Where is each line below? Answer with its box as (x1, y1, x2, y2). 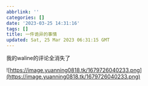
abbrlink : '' (6, 8, 39, 15)
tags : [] (6, 25, 29, 32)
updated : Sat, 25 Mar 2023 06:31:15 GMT (6, 37, 110, 43)
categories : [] (6, 15, 45, 21)
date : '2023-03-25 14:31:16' (6, 20, 80, 26)
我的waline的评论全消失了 (6, 55, 71, 61)
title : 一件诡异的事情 (6, 31, 58, 38)
